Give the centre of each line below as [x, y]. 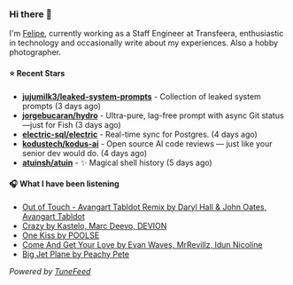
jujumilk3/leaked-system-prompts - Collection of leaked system [141, 96]
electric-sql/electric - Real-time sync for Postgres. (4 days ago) [140, 134]
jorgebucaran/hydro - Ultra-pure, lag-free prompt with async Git [140, 115]
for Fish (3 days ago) [83, 124]
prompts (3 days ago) [62, 106]
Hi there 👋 [31, 14]
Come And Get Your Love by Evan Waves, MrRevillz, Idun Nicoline [142, 244]
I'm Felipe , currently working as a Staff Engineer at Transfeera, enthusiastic [146, 34]
